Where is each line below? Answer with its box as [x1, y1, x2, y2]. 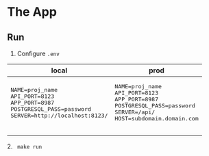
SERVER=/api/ [114, 109, 156, 116]
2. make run [7, 142, 42, 151]
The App [7, 4, 57, 20]
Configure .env [16, 49, 60, 57]
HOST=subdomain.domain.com [114, 115, 199, 122]
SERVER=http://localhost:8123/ [10, 112, 108, 119]
